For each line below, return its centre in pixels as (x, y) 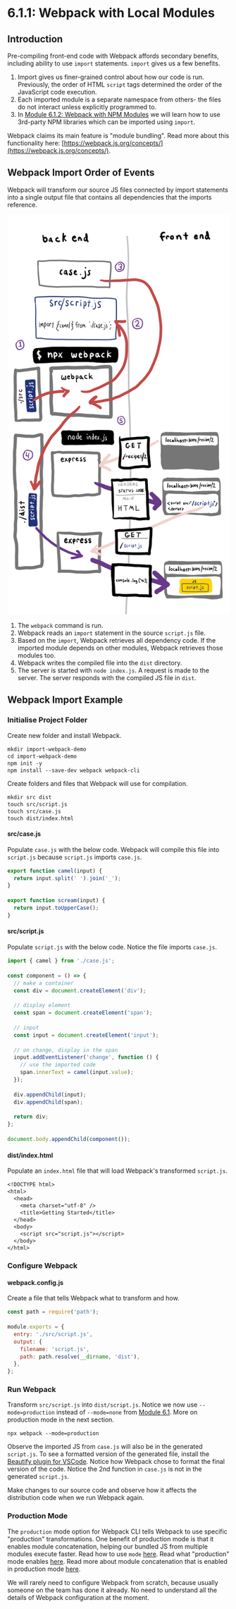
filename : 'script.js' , (55, 1349)
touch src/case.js (34, 811)
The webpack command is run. (60, 625)
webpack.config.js (36, 1282)
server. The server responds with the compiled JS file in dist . (107, 677)
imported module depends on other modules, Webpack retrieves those (120, 648)
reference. (22, 204)
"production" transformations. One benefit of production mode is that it (111, 1539)
